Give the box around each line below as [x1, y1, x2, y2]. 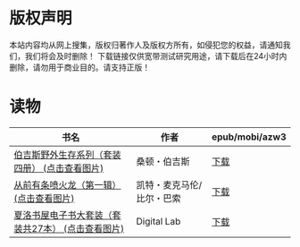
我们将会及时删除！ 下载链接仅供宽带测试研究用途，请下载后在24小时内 [24, 50, 287, 61]
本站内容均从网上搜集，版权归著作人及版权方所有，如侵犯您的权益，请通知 [9, 39, 283, 50]
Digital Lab [136, 215, 181, 227]
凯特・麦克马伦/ [136, 178, 203, 191]
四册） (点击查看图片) [13, 162, 104, 175]
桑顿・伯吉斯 [136, 155, 190, 167]
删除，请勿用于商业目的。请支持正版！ [9, 62, 150, 72]
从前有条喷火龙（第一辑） [13, 178, 122, 191]
